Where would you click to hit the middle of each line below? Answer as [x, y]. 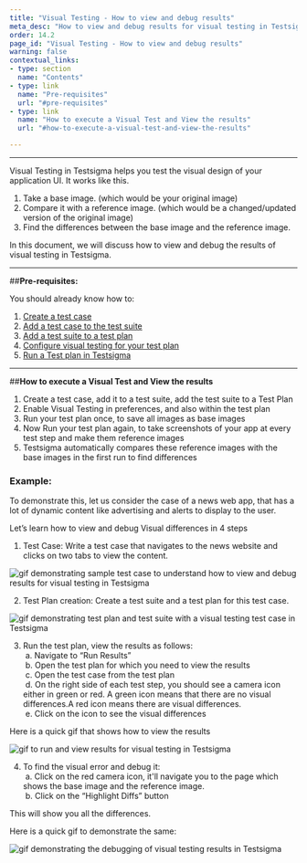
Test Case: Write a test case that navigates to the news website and [150, 546]
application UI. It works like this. [69, 180]
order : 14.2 [32, 35]
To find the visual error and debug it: [91, 767]
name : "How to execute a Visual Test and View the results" [134, 120]
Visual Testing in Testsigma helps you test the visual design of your [136, 171]
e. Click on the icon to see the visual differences [116, 714]
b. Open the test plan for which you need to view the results [138, 665]
